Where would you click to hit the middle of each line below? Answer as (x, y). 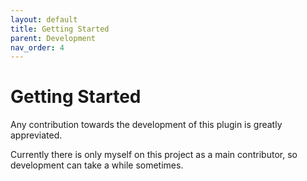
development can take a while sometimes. (97, 165)
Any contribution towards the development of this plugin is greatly (146, 125)
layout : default (44, 19)
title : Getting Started (60, 29)
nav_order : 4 (37, 47)
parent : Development (53, 38)
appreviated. (36, 135)
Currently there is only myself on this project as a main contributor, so (154, 155)
